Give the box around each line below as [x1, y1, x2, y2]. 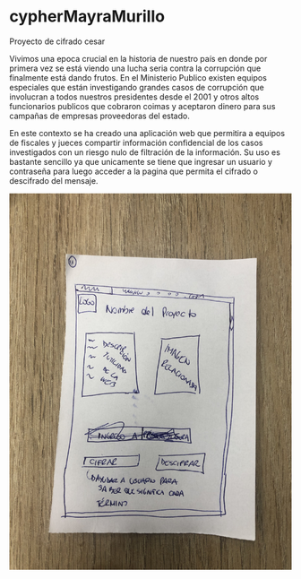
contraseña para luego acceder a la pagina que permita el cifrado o [9, 166, 258, 177]
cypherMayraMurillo [9, 6, 166, 27]
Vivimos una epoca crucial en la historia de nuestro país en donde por [9, 53, 268, 64]
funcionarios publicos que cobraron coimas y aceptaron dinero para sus [9, 100, 276, 111]
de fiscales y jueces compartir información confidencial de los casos [9, 137, 263, 148]
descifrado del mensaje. [9, 175, 99, 186]
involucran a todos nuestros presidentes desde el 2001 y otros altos [9, 91, 260, 102]
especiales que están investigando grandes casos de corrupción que [9, 82, 264, 92]
